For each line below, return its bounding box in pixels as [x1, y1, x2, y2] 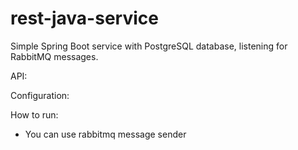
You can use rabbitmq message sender [24, 128, 187, 140]
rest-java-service [10, 7, 159, 30]
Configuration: [10, 89, 70, 101]
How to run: [10, 108, 59, 121]
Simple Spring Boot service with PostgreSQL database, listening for [10, 40, 288, 52]
